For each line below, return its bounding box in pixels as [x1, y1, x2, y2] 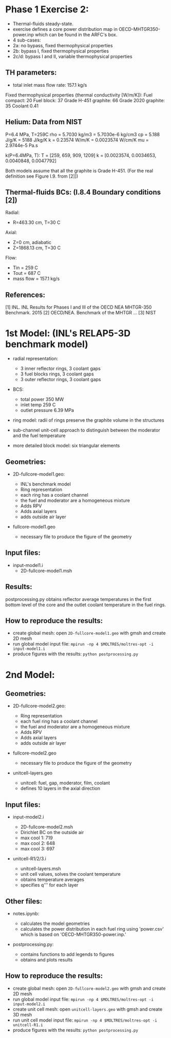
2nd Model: [5, 669, 55, 681]
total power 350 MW [20, 397, 64, 403]
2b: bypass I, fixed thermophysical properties [12, 48, 109, 54]
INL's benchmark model [20, 481, 71, 487]
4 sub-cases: [12, 37, 41, 43]
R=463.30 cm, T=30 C [12, 219, 61, 225]
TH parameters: [5, 68, 57, 77]
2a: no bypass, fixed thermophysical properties [12, 42, 113, 48]
